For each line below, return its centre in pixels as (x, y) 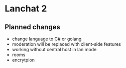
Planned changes (33, 27)
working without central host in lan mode (54, 49)
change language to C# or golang (47, 39)
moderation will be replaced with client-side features (67, 44)
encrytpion (23, 60)
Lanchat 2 (26, 9)
